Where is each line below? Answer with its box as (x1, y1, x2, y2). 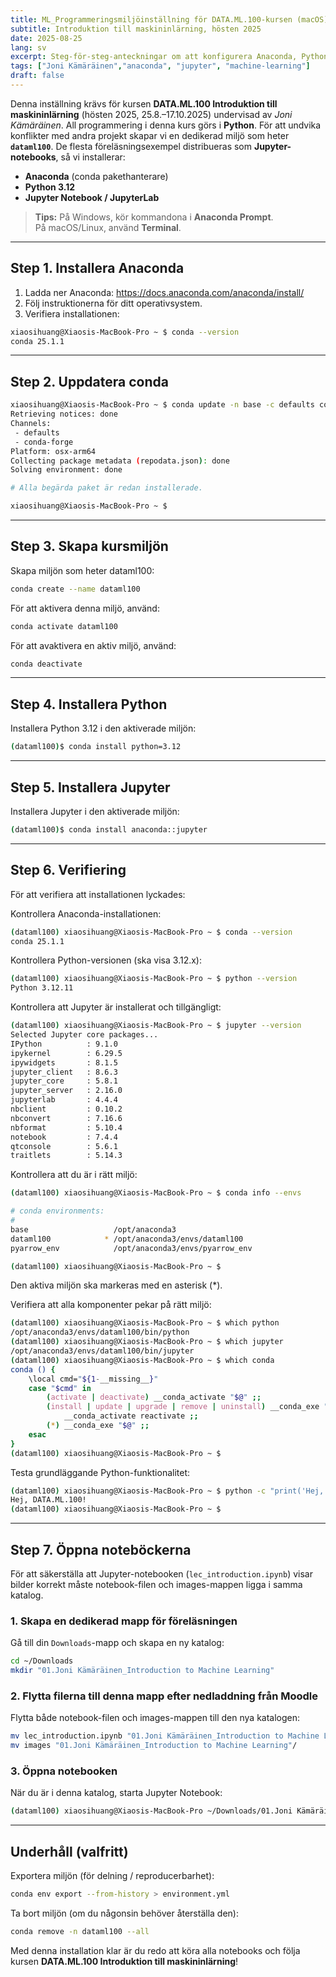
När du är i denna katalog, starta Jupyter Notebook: (10, 1787, 223, 1799)
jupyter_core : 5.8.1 (10, 1076, 118, 1086)
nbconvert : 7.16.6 (10, 1113, 123, 1123)
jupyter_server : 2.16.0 (10, 1086, 123, 1096)
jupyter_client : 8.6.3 (10, 1067, 118, 1077)
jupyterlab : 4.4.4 (10, 1095, 118, 1105)
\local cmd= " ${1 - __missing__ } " (28, 1374, 159, 1384)
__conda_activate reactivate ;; (63, 1411, 199, 1421)
